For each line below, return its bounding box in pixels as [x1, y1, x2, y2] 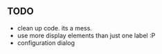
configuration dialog [17, 38, 75, 47]
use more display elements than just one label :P [17, 31, 156, 39]
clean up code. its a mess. [17, 24, 92, 32]
